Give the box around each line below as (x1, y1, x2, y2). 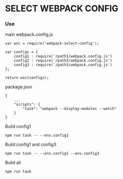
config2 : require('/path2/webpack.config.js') (14, 58, 112, 63)
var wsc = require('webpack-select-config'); (5, 41, 99, 46)
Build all (5, 160, 21, 166)
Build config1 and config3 (5, 142, 57, 148)
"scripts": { (14, 102, 41, 107)
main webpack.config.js (5, 31, 53, 37)
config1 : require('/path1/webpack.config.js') (14, 54, 112, 59)
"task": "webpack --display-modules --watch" (22, 106, 117, 111)
